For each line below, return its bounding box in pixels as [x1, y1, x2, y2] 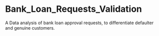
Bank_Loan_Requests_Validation [5, 3, 143, 15]
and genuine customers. [5, 25, 55, 31]
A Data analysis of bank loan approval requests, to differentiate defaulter [5, 20, 154, 26]
